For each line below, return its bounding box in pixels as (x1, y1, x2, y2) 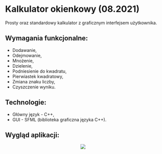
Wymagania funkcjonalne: (5, 34, 88, 42)
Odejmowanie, (12, 52, 42, 58)
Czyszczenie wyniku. (12, 84, 56, 90)
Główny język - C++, (12, 111, 54, 117)
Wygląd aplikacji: (5, 131, 60, 139)
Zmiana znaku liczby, (12, 78, 55, 84)
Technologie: (5, 98, 47, 107)
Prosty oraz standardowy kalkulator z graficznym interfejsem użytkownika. (5, 20, 157, 26)
